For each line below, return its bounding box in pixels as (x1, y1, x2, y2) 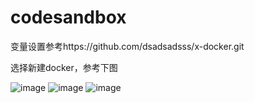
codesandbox (10, 6, 127, 29)
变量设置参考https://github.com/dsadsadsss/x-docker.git (10, 40, 245, 52)
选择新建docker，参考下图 (10, 61, 118, 73)
